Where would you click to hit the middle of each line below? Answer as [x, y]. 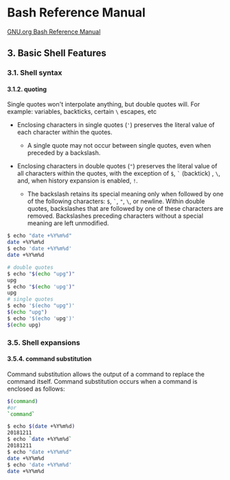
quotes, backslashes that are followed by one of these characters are [125, 209]
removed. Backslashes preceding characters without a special [115, 216]
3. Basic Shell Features [57, 53]
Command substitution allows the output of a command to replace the [106, 374]
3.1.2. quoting [27, 89]
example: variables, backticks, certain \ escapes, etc [82, 112]
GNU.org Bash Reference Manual [54, 32]
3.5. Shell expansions [44, 343]
